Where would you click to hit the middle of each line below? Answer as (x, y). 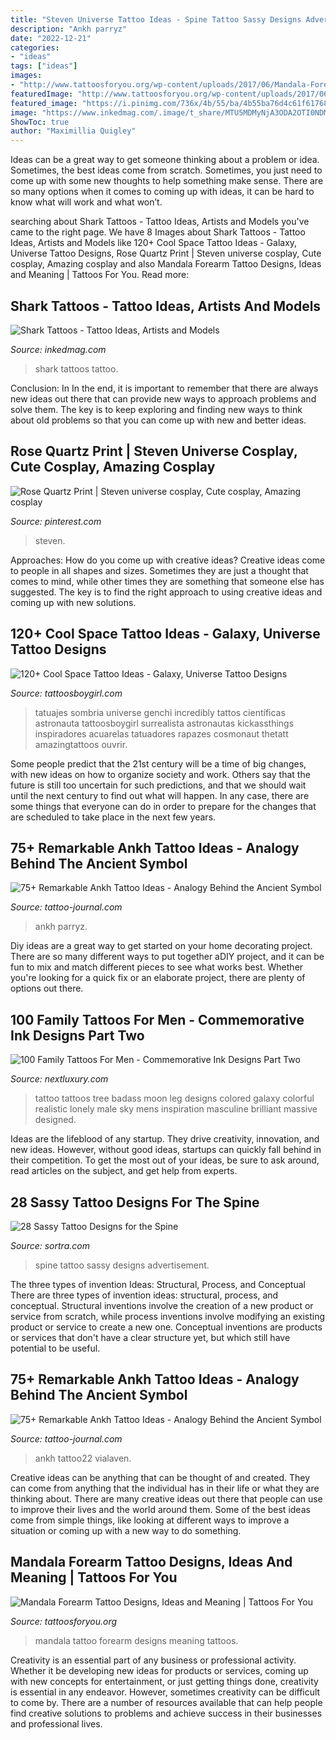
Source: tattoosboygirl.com (66, 693)
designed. (55, 1120)
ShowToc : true (40, 122)
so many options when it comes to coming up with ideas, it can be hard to (162, 192)
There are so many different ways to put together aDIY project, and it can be (167, 957)
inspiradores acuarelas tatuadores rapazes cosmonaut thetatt (161, 733)
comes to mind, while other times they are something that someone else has (167, 581)
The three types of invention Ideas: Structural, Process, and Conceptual (158, 1284)
